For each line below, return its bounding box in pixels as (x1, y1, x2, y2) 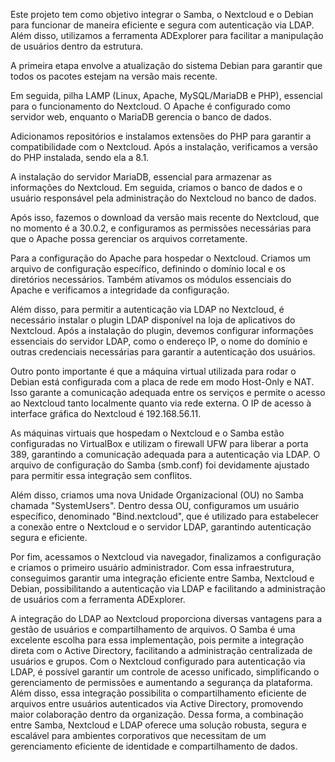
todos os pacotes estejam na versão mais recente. (10, 70, 218, 82)
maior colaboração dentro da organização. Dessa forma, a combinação (10, 709, 304, 720)
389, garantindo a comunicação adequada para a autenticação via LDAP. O (10, 449, 321, 460)
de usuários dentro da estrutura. (10, 40, 144, 52)
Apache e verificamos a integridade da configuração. (10, 284, 230, 296)
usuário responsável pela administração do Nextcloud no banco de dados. (10, 192, 317, 204)
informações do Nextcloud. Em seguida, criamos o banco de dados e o (10, 182, 303, 193)
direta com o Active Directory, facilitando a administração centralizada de (10, 645, 313, 656)
